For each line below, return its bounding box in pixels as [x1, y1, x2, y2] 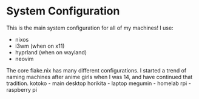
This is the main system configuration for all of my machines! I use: [6, 24, 174, 31]
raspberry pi [6, 86, 38, 93]
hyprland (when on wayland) [15, 48, 87, 56]
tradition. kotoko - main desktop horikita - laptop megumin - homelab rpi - [6, 80, 191, 87]
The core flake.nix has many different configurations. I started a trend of [6, 66, 187, 74]
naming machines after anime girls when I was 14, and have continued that [6, 73, 193, 80]
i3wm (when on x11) [15, 42, 65, 49]
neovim [15, 55, 34, 62]
